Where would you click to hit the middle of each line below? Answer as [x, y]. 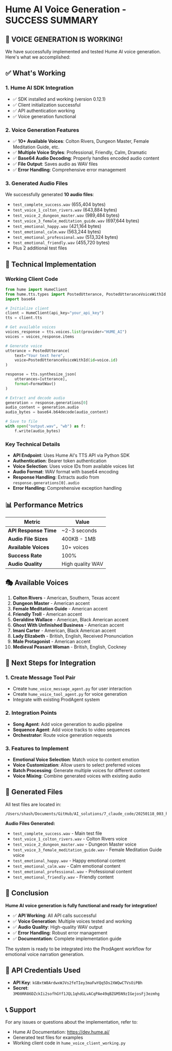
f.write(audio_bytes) [37, 431]
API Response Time [32, 530]
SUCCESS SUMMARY [52, 20]
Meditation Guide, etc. [36, 147]
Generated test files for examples [48, 1038]
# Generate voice [24, 346]
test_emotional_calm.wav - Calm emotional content [67, 866]
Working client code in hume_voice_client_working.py [69, 1043]
